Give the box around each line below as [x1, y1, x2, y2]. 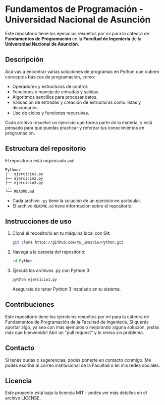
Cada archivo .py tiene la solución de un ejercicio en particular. [12, 198, 141, 203]
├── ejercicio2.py [5, 176, 43, 181]
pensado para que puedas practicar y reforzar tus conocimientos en [5, 125, 145, 131]
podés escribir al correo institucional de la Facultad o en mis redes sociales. [5, 362, 160, 368]
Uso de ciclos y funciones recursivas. [12, 110, 89, 116]
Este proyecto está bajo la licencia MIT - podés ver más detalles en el [5, 390, 147, 396]
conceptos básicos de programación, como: [5, 73, 96, 80]
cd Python [12, 259, 33, 264]
